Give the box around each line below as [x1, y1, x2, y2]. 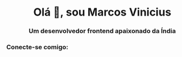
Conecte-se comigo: [6, 43, 69, 52]
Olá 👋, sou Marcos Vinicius [33, 5, 172, 19]
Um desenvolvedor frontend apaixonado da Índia [28, 27, 177, 35]
